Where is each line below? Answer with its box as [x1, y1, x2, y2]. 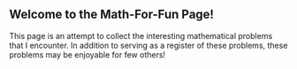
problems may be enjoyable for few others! [9, 49, 166, 60]
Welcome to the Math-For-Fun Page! [9, 7, 215, 22]
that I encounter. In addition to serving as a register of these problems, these [9, 40, 288, 50]
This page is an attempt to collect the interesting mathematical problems [9, 30, 273, 41]
